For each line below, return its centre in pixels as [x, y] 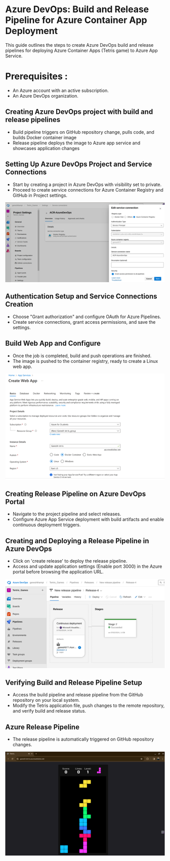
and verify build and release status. [49, 711]
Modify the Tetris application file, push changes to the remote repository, [89, 705]
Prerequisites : [37, 76]
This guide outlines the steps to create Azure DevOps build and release [79, 45]
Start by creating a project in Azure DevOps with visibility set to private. [87, 184]
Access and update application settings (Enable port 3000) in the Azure [87, 566]
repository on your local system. [46, 700]
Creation [19, 304]
